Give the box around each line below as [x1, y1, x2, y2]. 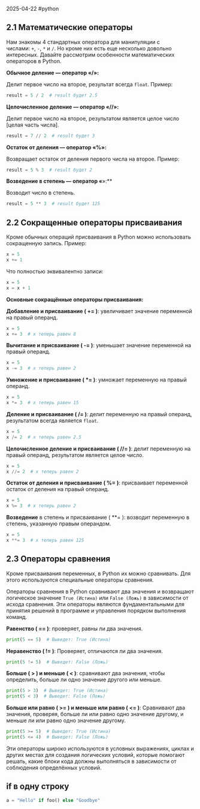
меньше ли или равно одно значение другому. [6, 717, 126, 724]
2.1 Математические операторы [6, 22, 133, 32]
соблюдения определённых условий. [6, 764, 102, 771]
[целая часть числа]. [6, 121, 59, 128]
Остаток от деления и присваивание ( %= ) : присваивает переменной [6, 479, 189, 486]
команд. [6, 613, 28, 620]
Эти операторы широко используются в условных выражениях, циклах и [6, 745, 195, 752]
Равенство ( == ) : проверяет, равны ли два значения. [6, 625, 143, 632]
